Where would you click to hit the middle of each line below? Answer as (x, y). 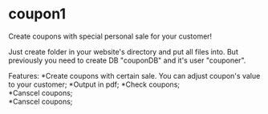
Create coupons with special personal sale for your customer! (110, 36)
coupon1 (37, 14)
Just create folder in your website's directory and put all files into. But (123, 51)
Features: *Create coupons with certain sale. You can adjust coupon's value (134, 75)
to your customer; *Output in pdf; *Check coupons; (94, 84)
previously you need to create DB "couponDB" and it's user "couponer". (127, 60)
